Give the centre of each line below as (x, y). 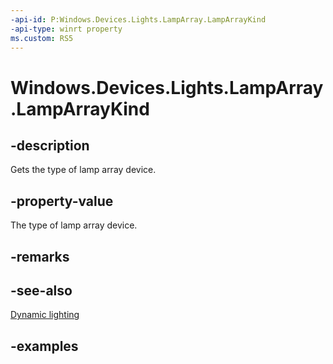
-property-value (62, 201)
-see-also (41, 290)
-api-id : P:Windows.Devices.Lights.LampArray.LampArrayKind (138, 19)
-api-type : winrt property (66, 29)
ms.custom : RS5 (42, 38)
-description (50, 145)
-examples (44, 346)
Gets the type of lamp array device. (83, 170)
